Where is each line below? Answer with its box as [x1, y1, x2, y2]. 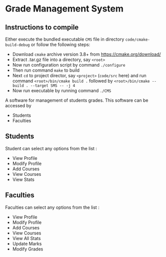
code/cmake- [125, 37, 151, 42]
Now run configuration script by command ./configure [12, 62, 126, 68]
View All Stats [12, 235, 41, 241]
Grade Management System [5, 3, 124, 15]
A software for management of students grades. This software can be [5, 97, 149, 103]
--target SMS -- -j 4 [30, 83, 76, 88]
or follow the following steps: [30, 42, 91, 48]
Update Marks [12, 240, 42, 246]
